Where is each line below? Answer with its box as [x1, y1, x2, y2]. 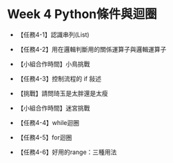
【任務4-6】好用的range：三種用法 [17, 148, 117, 156]
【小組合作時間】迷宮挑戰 [17, 104, 90, 112]
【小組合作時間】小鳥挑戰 [17, 59, 90, 68]
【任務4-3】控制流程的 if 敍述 [17, 74, 102, 83]
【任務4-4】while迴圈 [17, 118, 80, 126]
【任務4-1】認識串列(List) [17, 30, 90, 39]
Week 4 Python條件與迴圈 [7, 6, 157, 22]
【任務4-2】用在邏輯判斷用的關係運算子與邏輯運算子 [17, 45, 167, 53]
